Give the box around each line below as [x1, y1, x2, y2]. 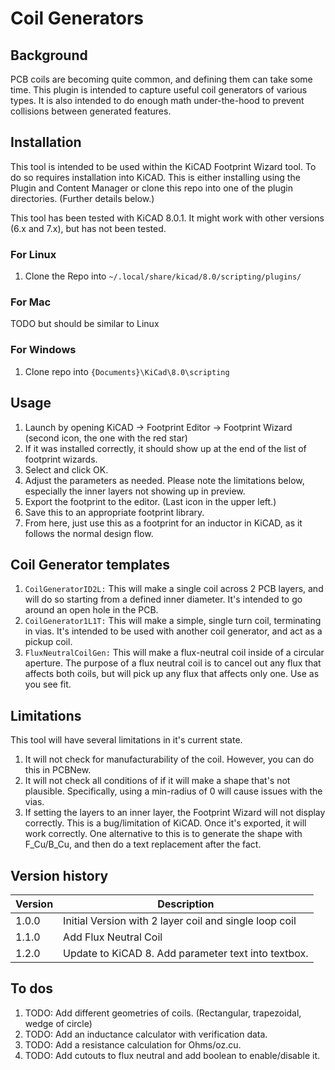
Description [157, 897, 215, 911]
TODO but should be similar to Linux [10, 318, 160, 330]
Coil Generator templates [10, 556, 171, 573]
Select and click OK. [24, 463, 109, 476]
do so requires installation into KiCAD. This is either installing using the [10, 171, 301, 183]
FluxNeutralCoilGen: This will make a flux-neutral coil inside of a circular [24, 647, 325, 659]
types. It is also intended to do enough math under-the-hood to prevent [10, 95, 305, 106]
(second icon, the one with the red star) [24, 432, 188, 444]
